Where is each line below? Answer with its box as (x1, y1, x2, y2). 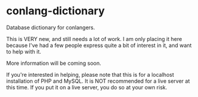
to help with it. (6, 48, 41, 55)
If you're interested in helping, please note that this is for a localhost (6, 71, 175, 78)
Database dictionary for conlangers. (6, 24, 95, 31)
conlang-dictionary (6, 4, 105, 18)
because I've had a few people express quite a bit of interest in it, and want (6, 42, 192, 49)
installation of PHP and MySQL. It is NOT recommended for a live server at (6, 77, 190, 85)
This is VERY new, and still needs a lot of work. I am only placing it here (6, 35, 182, 42)
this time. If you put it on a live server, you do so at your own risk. (6, 83, 167, 90)
